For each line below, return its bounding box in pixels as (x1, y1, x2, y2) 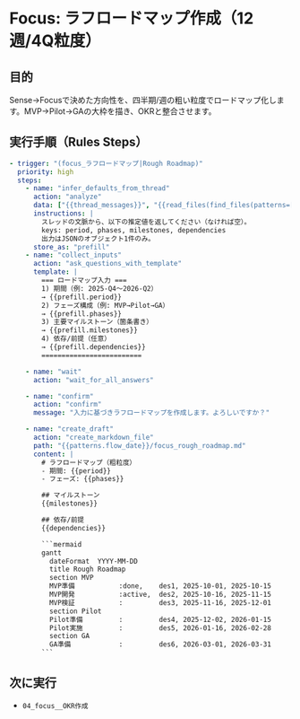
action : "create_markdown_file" (32, 433, 154, 443)
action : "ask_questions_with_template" (32, 259, 182, 268)
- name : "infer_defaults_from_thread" (25, 184, 170, 193)
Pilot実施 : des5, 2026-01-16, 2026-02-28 (48, 623, 271, 633)
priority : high (17, 167, 74, 176)
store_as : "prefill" (32, 242, 110, 251)
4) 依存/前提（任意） (41, 334, 112, 344)
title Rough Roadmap (48, 565, 126, 574)
